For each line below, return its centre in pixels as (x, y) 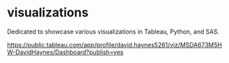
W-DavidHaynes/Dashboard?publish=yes (65, 52)
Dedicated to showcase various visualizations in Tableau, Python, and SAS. (113, 32)
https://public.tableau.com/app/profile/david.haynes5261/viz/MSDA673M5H (114, 45)
